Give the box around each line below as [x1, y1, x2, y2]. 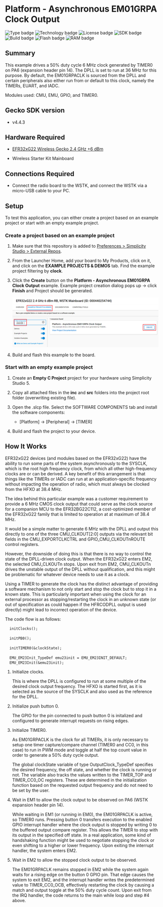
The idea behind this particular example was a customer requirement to [5, 495, 148, 502]
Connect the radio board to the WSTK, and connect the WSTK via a [12, 182, 147, 188]
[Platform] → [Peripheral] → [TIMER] [19, 418, 92, 424]
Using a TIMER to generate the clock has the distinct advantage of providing [5, 580, 158, 587]
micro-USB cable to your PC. [12, 188, 71, 194]
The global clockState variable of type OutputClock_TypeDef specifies [12, 762, 153, 767]
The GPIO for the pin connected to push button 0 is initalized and [12, 712, 143, 718]
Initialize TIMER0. [12, 727, 47, 733]
